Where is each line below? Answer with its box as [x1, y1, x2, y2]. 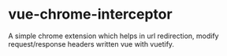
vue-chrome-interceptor [8, 5, 173, 23]
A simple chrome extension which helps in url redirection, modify [8, 31, 219, 40]
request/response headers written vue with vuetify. [8, 39, 175, 48]
